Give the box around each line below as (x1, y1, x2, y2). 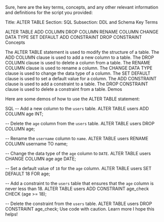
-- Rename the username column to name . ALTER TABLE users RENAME (5, 136, 149, 141)
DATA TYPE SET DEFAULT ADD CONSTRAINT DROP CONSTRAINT (5, 34, 142, 40)
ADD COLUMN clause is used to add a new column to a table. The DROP (5, 54, 155, 60)
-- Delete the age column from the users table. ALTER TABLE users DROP (5, 121, 155, 126)
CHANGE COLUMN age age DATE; (5, 156, 76, 162)
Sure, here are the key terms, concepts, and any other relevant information (5, 4, 159, 10)
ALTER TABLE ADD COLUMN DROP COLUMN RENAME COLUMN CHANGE (5, 29, 159, 34)
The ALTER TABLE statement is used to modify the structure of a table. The (5, 49, 160, 55)
